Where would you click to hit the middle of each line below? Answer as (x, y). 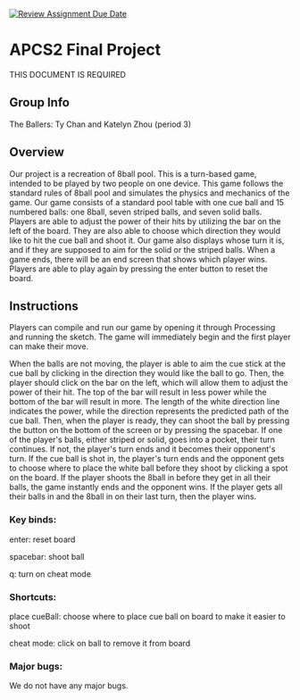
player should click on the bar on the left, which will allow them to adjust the (149, 383)
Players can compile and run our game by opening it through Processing (142, 328)
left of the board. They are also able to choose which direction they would (145, 230)
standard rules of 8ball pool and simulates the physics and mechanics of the (150, 193)
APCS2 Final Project (85, 50)
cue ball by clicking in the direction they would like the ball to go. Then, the (147, 373)
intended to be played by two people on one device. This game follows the (146, 183)
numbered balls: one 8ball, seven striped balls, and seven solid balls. (136, 212)
